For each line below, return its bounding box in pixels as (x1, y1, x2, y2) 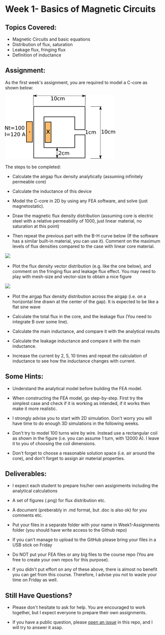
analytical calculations (12, 488, 58, 494)
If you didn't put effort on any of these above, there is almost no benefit (12, 566, 158, 572)
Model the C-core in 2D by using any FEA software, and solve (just (12, 198, 148, 204)
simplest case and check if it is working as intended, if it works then (12, 400, 150, 406)
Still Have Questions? (5, 591, 72, 599)
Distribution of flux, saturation (12, 42, 73, 47)
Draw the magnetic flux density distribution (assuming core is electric (12, 213, 154, 219)
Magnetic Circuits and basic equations (12, 36, 91, 42)
